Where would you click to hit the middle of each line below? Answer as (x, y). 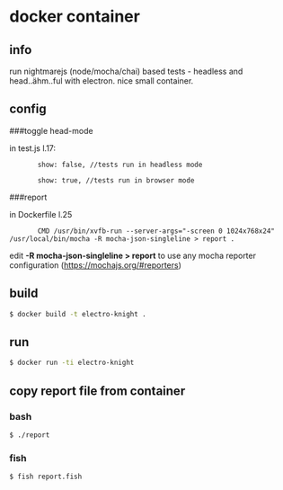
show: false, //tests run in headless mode (120, 165)
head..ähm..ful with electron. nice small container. (102, 81)
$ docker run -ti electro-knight (72, 363)
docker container (75, 17)
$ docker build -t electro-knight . (78, 314)
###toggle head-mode (51, 130)
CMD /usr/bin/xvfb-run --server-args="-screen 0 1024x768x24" (156, 231)
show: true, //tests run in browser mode (116, 180)
